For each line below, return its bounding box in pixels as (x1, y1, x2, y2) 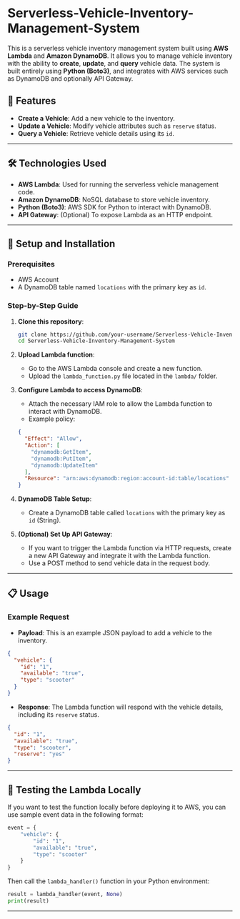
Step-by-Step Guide (7, 301, 79, 311)
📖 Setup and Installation (7, 237, 116, 249)
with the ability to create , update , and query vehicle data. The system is (7, 59, 221, 67)
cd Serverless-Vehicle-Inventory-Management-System (17, 337, 175, 344)
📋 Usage (7, 587, 49, 600)
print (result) (7, 898, 50, 905)
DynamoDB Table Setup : (17, 495, 92, 503)
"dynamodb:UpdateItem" (31, 462, 99, 469)
